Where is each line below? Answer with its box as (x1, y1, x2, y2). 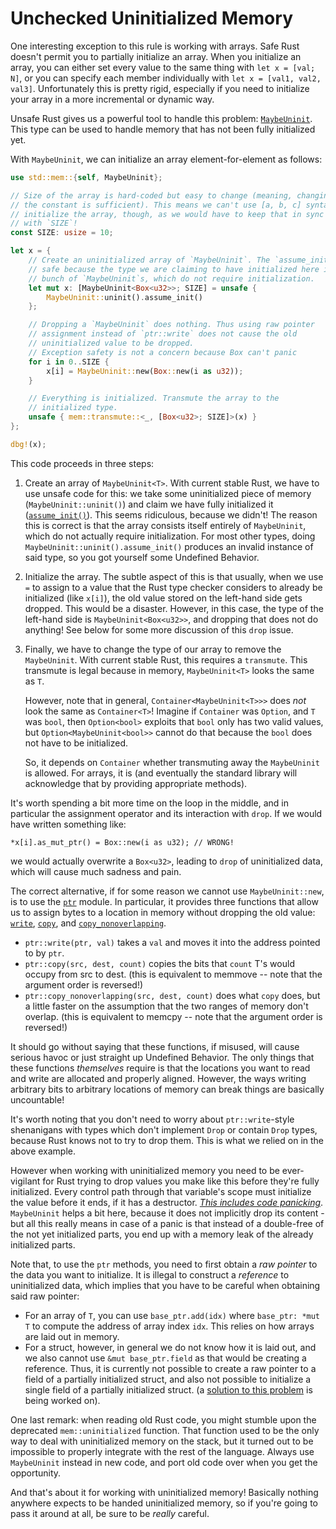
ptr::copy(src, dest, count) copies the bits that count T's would (24, 957, 295, 969)
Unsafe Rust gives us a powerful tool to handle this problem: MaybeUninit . (10, 112, 313, 124)
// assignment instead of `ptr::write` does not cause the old (28, 329, 298, 339)
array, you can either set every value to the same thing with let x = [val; (10, 61, 316, 73)
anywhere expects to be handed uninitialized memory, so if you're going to (10, 1497, 318, 1509)
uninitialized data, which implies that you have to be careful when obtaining (10, 1279, 321, 1291)
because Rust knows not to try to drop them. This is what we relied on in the (10, 1134, 324, 1146)
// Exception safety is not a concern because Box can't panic (28, 347, 298, 357)
